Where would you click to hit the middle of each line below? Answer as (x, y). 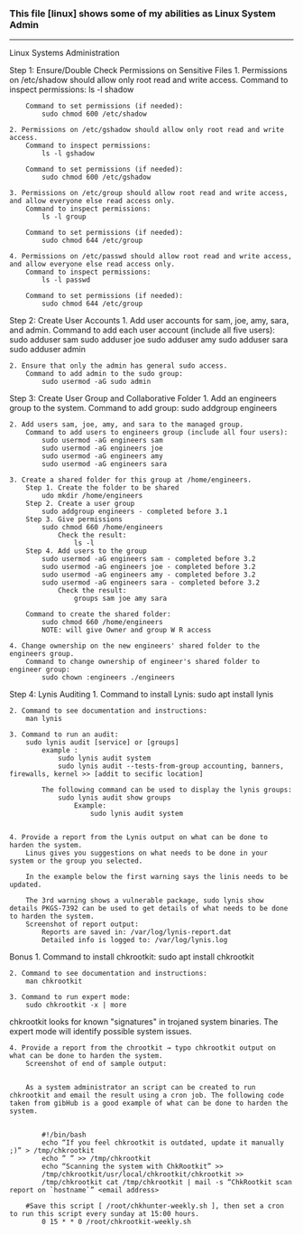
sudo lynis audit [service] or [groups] (102, 743)
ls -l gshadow (68, 154)
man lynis (44, 719)
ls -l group (64, 217)
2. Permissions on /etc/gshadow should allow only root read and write (147, 130)
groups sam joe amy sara (120, 599)
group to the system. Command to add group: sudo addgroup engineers (143, 408)
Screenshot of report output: (83, 924)
